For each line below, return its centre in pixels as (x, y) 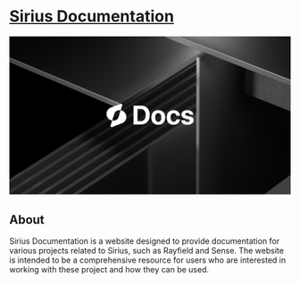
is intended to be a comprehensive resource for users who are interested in (148, 260)
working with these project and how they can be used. (109, 270)
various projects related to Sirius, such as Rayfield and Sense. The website (146, 251)
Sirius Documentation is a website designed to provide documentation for (145, 241)
